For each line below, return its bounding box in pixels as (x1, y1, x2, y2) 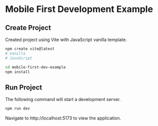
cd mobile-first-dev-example (5, 64, 66, 69)
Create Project (5, 23, 51, 32)
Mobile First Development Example (5, 3, 153, 15)
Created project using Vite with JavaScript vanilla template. (5, 36, 127, 42)
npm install (5, 69, 30, 74)
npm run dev (5, 106, 30, 111)
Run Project (5, 83, 42, 91)
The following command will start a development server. (5, 96, 121, 102)
